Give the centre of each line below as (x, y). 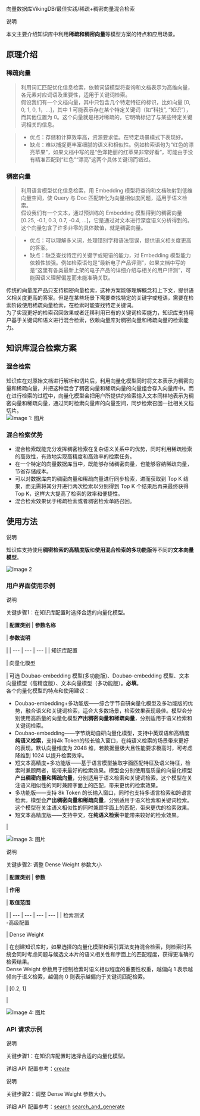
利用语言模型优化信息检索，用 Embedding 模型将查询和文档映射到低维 (107, 190)
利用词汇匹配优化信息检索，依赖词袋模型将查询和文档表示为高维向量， (107, 87)
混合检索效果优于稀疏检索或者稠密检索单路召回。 (75, 501)
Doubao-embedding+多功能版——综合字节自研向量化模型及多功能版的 (101, 703)
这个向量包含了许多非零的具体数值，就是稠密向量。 (83, 228)
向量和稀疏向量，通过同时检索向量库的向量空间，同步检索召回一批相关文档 (102, 403)
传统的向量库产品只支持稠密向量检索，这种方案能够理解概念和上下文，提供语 (100, 290)
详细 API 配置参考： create (38, 1069)
